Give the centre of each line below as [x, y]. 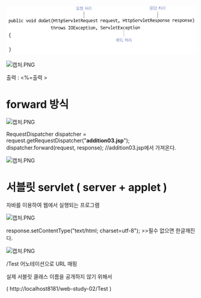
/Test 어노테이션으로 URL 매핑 [42, 264]
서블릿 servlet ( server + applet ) [87, 187]
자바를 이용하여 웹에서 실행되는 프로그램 [53, 205]
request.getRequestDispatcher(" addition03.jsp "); [68, 141]
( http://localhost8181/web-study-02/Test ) [59, 289]
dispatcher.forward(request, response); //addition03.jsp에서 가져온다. [91, 148]
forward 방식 [38, 104]
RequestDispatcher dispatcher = [46, 134]
